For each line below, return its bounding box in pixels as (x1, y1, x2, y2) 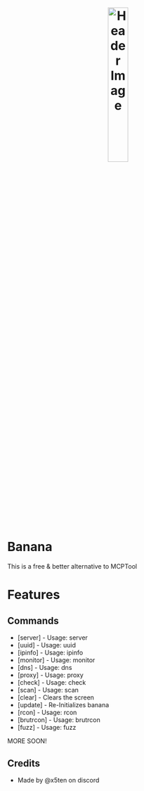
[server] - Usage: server (17, 633, 88, 642)
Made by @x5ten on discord (17, 776, 100, 784)
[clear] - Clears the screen (17, 693, 95, 702)
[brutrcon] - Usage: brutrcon (17, 716, 100, 724)
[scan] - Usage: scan (17, 686, 79, 695)
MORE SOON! (7, 737, 47, 745)
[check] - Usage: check (17, 678, 86, 687)
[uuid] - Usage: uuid (17, 641, 76, 650)
